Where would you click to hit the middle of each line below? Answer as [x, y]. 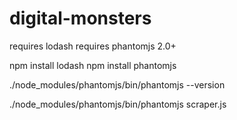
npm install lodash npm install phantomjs [93, 65]
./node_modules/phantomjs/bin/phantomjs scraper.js [118, 104]
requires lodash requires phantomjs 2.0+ [93, 46]
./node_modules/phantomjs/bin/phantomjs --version [117, 84]
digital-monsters [80, 18]
